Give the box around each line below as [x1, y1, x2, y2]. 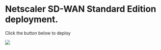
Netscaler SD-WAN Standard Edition [5, 3, 156, 15]
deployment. [5, 14, 58, 25]
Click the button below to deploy [5, 30, 71, 36]
